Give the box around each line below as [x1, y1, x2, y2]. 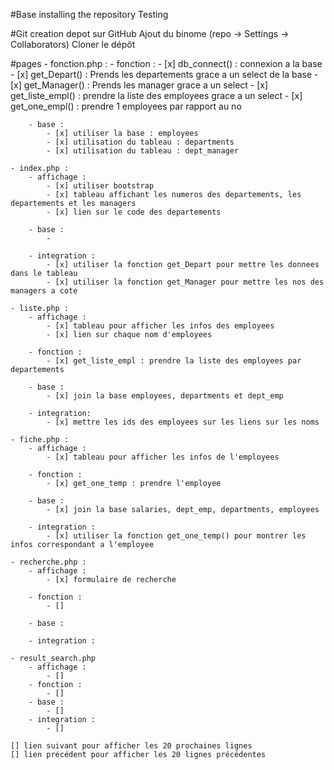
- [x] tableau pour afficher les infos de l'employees [46, 452, 280, 462]
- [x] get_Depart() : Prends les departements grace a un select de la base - [10, 69, 319, 80]
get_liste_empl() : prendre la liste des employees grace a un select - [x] [10, 90, 303, 101]
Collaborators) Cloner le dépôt [10, 39, 136, 50]
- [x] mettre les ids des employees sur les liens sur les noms [46, 417, 320, 427]
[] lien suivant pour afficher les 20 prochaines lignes [10, 741, 253, 751]
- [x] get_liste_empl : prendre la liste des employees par [46, 356, 302, 366]
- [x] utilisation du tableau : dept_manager [46, 146, 240, 156]
